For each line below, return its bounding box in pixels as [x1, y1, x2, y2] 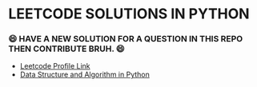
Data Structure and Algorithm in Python [19, 69, 150, 80]
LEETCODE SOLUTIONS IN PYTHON [8, 5, 250, 23]
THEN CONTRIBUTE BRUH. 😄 [8, 43, 126, 54]
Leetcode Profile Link [19, 61, 90, 71]
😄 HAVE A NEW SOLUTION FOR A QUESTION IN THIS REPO [8, 34, 243, 45]
